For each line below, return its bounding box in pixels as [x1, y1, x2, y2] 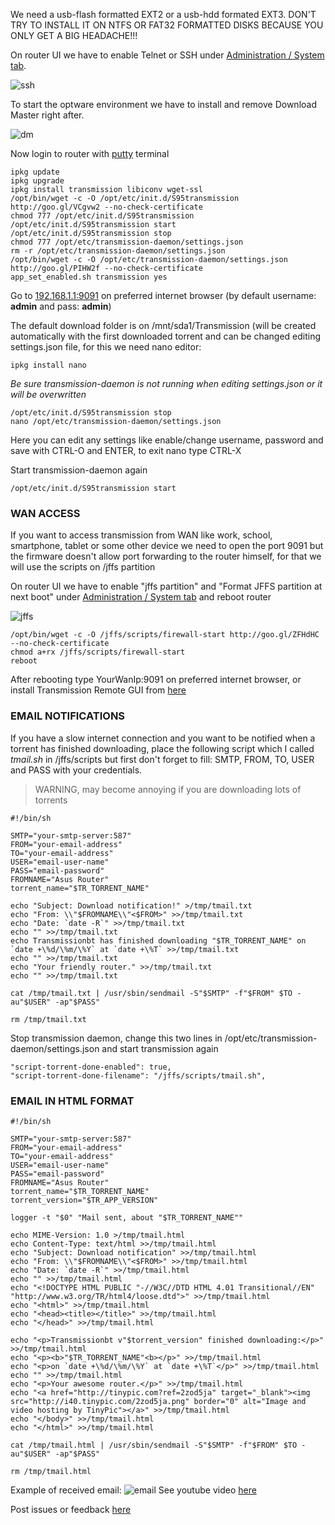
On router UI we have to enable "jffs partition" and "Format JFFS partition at [10, 580, 323, 593]
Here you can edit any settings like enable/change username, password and [10, 434, 324, 446]
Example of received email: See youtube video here [10, 1484, 257, 1496]
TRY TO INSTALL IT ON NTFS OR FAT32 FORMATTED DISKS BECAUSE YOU [10, 19, 324, 31]
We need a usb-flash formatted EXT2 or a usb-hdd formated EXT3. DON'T [10, 9, 317, 20]
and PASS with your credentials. [10, 764, 143, 776]
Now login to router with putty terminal [10, 148, 170, 159]
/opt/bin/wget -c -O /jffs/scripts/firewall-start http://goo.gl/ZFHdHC [10, 630, 320, 640]
